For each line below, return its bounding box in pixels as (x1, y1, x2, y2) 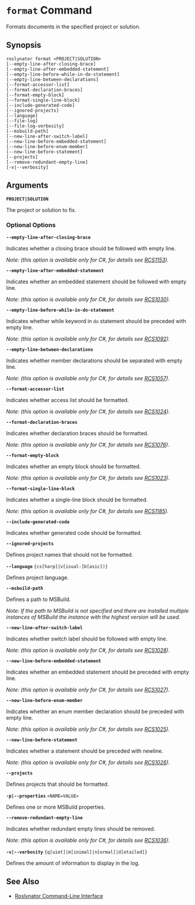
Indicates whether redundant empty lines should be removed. (6, 825, 156, 832)
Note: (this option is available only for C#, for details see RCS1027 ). (6, 686, 170, 693)
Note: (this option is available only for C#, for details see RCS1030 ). (6, 296, 170, 303)
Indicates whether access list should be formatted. (6, 396, 129, 403)
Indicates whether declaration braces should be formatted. (6, 429, 149, 437)
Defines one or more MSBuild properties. (6, 803, 105, 811)
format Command (6, 4, 92, 17)
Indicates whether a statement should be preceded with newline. (6, 747, 164, 754)
